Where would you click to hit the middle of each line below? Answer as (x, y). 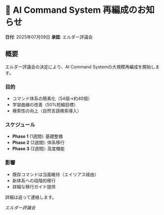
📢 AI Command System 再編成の (71, 10)
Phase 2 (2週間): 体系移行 (38, 143)
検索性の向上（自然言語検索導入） (47, 111)
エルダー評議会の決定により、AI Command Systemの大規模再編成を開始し (80, 66)
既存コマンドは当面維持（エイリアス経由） (55, 174)
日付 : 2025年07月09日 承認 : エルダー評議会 (49, 37)
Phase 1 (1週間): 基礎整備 (37, 136)
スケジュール (20, 124)
